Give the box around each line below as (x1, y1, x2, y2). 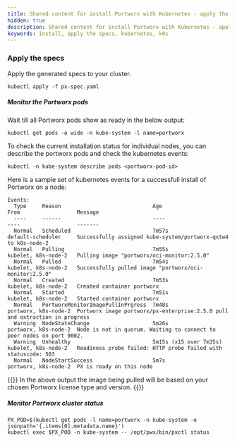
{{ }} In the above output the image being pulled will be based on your (7, 375, 209, 384)
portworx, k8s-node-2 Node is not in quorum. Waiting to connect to (7, 326, 217, 333)
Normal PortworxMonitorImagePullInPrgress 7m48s (13, 301, 169, 308)
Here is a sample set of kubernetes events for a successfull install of (7, 175, 207, 183)
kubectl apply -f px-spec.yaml (7, 83, 99, 90)
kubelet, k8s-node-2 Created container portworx (7, 283, 159, 290)
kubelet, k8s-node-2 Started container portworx (7, 295, 159, 302)
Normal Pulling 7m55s (13, 245, 169, 253)
